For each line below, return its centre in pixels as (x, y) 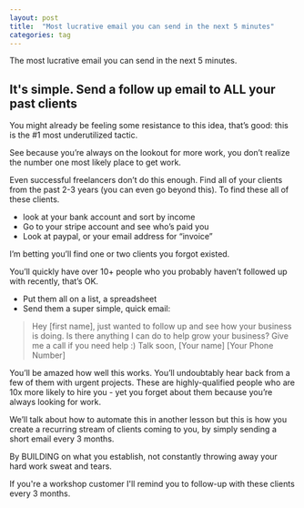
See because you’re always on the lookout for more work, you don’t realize (150, 153)
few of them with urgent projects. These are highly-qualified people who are (152, 382)
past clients (43, 103)
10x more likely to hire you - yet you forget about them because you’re (141, 392)
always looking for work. (56, 402)
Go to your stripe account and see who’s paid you (116, 227)
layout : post (34, 18)
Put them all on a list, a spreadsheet (90, 299)
